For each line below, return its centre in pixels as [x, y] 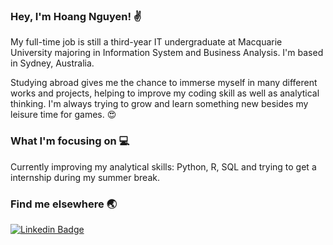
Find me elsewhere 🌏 [64, 204]
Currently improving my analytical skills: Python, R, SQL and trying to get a [163, 166]
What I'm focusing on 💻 [70, 141]
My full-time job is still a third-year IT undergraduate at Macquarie [146, 42]
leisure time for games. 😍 [63, 115]
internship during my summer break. [85, 177]
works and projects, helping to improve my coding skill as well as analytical [165, 93]
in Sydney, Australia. [52, 63]
